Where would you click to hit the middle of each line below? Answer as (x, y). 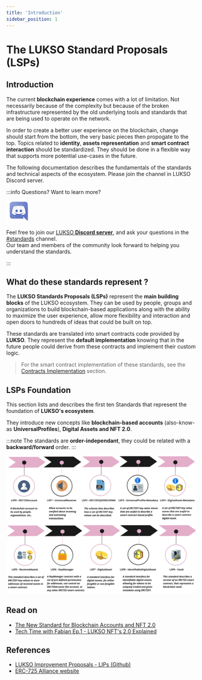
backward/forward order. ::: (41, 447)
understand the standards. (39, 251)
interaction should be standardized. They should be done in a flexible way (98, 149)
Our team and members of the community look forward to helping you (93, 245)
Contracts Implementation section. (64, 371)
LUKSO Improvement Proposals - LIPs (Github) (73, 665)
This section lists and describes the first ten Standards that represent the (96, 405)
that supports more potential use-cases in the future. (72, 156)
